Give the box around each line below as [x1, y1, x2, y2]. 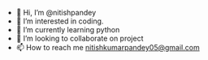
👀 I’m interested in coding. [15, 16, 104, 26]
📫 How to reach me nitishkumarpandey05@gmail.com [15, 43, 201, 52]
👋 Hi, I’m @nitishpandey [15, 8, 96, 17]
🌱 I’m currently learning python [15, 25, 120, 34]
